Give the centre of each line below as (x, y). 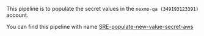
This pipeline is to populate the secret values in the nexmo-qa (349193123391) (103, 9)
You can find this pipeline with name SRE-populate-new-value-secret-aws (100, 27)
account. (17, 15)
